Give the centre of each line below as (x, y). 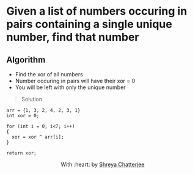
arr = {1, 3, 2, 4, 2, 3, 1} (43, 111)
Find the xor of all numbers (49, 74)
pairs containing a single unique (89, 24)
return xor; (21, 153)
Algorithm (26, 60)
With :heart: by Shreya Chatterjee (103, 164)
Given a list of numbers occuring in (97, 11)
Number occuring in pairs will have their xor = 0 (75, 81)
